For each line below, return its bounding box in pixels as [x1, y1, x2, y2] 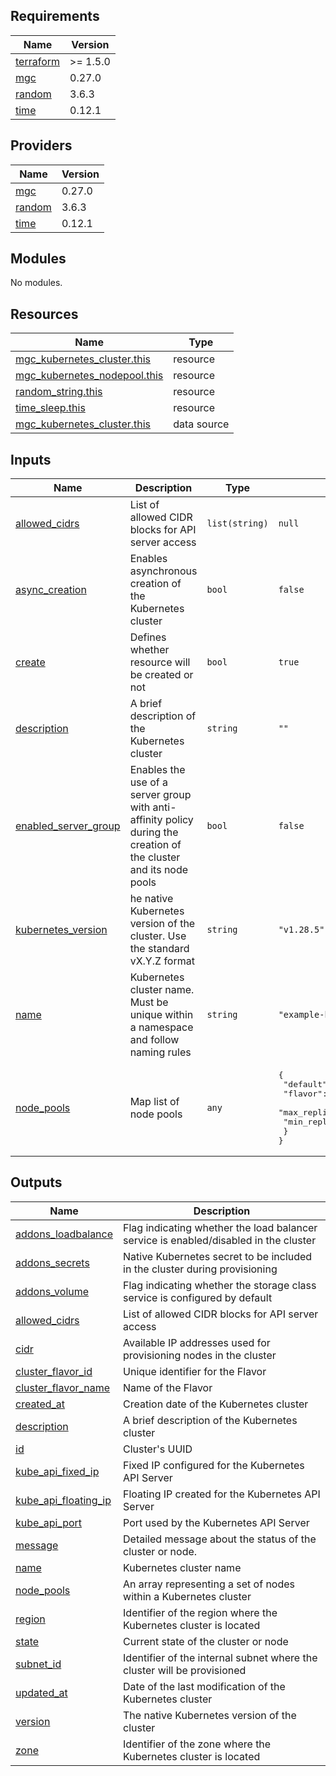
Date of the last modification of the [123, 1679, 286, 1693]
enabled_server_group [15, 819, 121, 833]
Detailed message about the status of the [123, 1532, 317, 1546]
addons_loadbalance [15, 1227, 114, 1241]
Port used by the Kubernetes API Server [123, 1515, 310, 1529]
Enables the [129, 763, 186, 777]
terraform [15, 54, 61, 68]
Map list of [129, 1095, 180, 1109]
